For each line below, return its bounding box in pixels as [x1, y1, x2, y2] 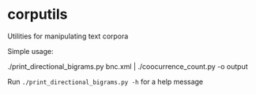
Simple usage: [7, 46, 55, 56]
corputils [7, 5, 68, 23]
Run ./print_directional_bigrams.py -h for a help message [7, 77, 204, 86]
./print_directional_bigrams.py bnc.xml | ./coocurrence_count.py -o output [7, 61, 248, 71]
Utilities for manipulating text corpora [7, 31, 129, 41]
